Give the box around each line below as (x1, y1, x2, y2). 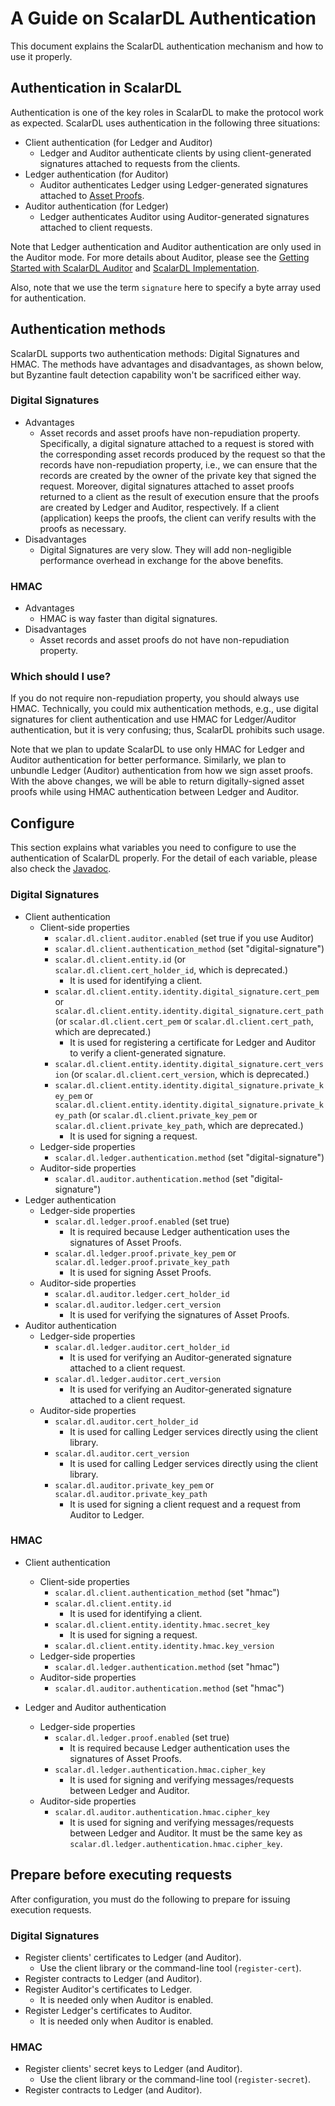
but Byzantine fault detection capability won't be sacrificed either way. (10, 368, 302, 381)
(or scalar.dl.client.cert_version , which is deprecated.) (70, 1068, 310, 1080)
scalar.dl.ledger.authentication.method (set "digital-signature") (54, 1151, 325, 1163)
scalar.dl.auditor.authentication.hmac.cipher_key (54, 1807, 271, 1817)
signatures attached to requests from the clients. (39, 157, 241, 169)
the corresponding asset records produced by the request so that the (39, 448, 326, 460)
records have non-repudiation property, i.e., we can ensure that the (39, 458, 318, 471)
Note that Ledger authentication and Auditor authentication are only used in (10, 240, 322, 252)
